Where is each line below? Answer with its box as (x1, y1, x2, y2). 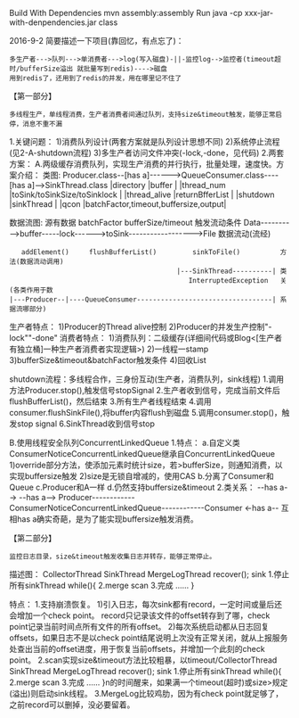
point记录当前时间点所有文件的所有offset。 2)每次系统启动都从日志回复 (9, 622, 270, 631)
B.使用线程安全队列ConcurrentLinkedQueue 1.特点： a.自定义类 (9, 437, 240, 448)
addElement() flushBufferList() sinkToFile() (20, 248, 241, 257)
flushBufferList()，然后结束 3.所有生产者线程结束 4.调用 (9, 396, 212, 407)
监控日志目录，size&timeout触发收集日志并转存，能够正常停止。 (9, 552, 216, 561)
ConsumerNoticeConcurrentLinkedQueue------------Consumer (9, 503, 243, 513)
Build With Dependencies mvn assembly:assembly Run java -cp (9, 8, 243, 18)
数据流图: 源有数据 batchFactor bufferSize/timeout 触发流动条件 (9, 218, 242, 227)
